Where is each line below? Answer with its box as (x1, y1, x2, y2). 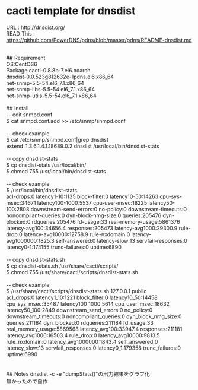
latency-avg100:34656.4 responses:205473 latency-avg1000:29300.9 (6, 224, 178, 232)
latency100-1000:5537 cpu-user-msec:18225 (37, 199, 147, 206)
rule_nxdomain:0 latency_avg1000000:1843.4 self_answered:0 (6, 338, 158, 345)
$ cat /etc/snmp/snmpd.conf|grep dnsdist (6, 136, 108, 143)
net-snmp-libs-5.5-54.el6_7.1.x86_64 (6, 85, 95, 93)
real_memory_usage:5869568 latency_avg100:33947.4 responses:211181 (6, 325, 183, 332)
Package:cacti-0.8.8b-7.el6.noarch (6, 66, 91, 74)
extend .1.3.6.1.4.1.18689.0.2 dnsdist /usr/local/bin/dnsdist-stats (6, 142, 159, 150)
